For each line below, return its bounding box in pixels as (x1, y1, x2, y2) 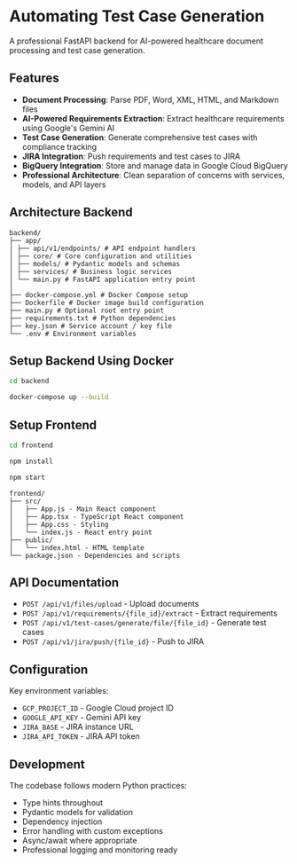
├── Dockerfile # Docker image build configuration (9, 298, 204, 307)
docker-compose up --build (9, 393, 109, 402)
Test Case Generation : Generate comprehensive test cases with (21, 131, 258, 143)
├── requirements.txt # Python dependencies (9, 313, 176, 323)
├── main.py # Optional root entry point (9, 306, 165, 315)
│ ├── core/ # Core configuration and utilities (9, 251, 192, 261)
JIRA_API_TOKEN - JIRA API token (21, 731, 140, 742)
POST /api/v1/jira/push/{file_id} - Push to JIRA (21, 636, 205, 647)
